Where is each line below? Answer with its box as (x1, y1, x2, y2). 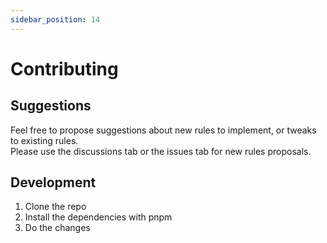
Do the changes (24, 222, 91, 234)
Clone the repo (24, 201, 87, 213)
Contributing (10, 57, 119, 80)
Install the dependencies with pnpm (24, 211, 173, 223)
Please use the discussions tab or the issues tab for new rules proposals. (10, 145, 312, 157)
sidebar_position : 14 (10, 14, 101, 25)
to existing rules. (10, 134, 79, 146)
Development (10, 174, 97, 191)
